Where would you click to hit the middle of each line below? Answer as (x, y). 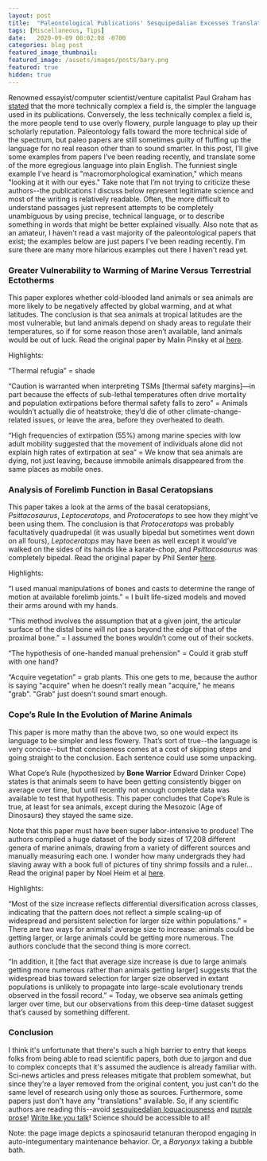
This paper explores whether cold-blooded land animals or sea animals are (131, 297)
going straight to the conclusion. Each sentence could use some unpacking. (132, 758)
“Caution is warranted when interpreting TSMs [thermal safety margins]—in (132, 386)
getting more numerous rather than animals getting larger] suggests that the (133, 970)
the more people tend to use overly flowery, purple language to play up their (133, 123)
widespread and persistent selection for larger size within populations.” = (128, 921)
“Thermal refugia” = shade (52, 370)
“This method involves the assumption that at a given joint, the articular (125, 621)
